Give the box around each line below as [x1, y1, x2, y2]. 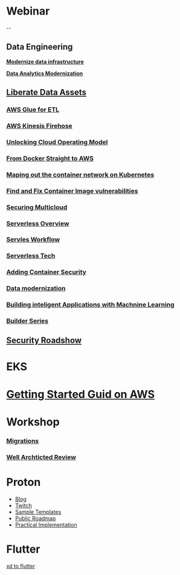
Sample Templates [14, 508, 62, 516]
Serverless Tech [6, 251, 56, 260]
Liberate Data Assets [6, 87, 86, 98]
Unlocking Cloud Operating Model [6, 138, 108, 146]
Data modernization [6, 284, 66, 293]
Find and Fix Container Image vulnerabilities [6, 187, 138, 195]
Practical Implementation [14, 521, 77, 528]
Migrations [6, 436, 39, 445]
